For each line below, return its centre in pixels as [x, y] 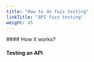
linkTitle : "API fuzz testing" [45, 17]
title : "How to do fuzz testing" [48, 12]
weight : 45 [20, 22]
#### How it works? [31, 40]
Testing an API [24, 53]
